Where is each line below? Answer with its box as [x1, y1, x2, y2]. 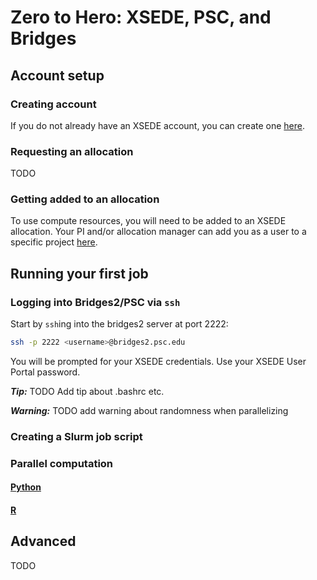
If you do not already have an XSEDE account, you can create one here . [10, 119, 305, 131]
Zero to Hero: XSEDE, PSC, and [10, 6, 272, 29]
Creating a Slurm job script [10, 429, 143, 443]
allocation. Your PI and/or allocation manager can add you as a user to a [10, 226, 307, 238]
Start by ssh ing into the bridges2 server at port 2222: [10, 318, 229, 330]
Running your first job [10, 265, 149, 282]
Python [10, 481, 42, 493]
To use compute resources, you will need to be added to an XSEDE [10, 215, 287, 227]
